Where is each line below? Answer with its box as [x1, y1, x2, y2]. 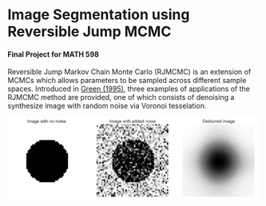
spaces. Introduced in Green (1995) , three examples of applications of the [7, 84, 251, 93]
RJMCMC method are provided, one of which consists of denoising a [7, 93, 235, 102]
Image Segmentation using [7, 6, 190, 24]
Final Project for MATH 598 [7, 50, 99, 59]
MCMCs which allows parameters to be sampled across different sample [7, 76, 247, 85]
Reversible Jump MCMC [7, 22, 172, 41]
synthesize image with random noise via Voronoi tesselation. [7, 101, 207, 111]
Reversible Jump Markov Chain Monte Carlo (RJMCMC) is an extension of [7, 67, 252, 77]
